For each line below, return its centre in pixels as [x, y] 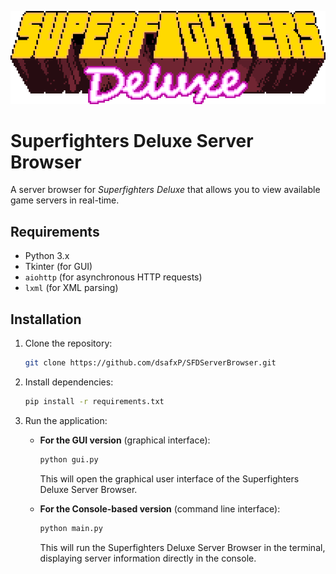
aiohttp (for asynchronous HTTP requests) [113, 277]
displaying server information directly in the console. [148, 558]
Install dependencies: [69, 382]
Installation [46, 319]
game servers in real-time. [65, 200]
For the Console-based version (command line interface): [160, 508]
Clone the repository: [68, 343]
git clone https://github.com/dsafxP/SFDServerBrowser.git [150, 363]
